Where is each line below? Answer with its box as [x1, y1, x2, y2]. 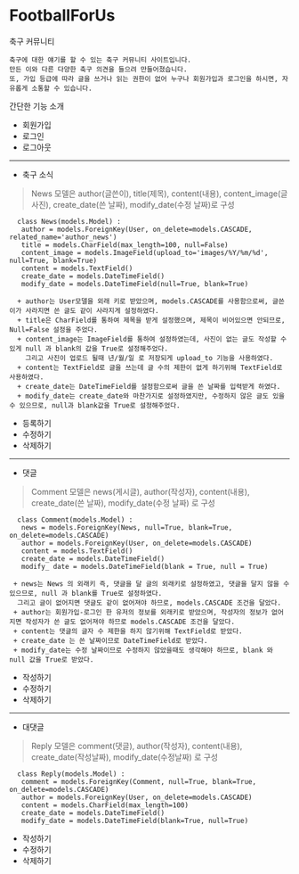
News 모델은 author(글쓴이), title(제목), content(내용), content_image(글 [30, 188, 288, 199]
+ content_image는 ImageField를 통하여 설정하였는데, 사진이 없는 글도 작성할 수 [17, 334, 287, 343]
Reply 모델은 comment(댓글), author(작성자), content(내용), [30, 740, 243, 751]
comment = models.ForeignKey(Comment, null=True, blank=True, [20, 777, 256, 786]
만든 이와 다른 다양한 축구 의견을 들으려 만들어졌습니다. [9, 64, 188, 74]
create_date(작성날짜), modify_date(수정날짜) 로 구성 [30, 751, 218, 763]
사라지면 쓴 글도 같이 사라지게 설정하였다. [25, 306, 159, 315]
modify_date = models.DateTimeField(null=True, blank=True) [20, 279, 249, 288]
